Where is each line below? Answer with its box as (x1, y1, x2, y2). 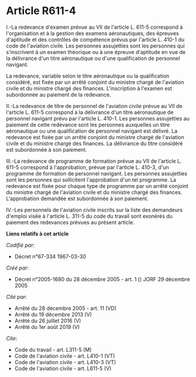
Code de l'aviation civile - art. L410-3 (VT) (14, 358, 116, 365)
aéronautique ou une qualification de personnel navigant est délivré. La (6, 127, 178, 134)
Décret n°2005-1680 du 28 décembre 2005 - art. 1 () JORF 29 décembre (14, 275, 190, 282)
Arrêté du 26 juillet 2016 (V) (14, 317, 81, 324)
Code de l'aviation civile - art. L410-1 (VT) (14, 352, 115, 359)
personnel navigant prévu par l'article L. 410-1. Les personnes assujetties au (6, 115, 190, 122)
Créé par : (6, 264, 29, 271)
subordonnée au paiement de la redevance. (6, 91, 111, 98)
